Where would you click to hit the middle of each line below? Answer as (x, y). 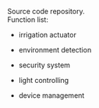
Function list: (28, 20)
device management (51, 95)
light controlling (44, 80)
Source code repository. (46, 11)
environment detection (55, 50)
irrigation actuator (48, 35)
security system (44, 65)
